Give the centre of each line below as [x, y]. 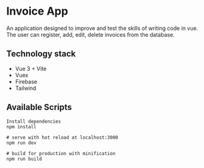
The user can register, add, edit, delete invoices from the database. [90, 34]
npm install [21, 126]
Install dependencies [34, 121]
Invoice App [37, 11]
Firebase [26, 81]
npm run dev [21, 143]
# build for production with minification [61, 153]
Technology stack [41, 54]
